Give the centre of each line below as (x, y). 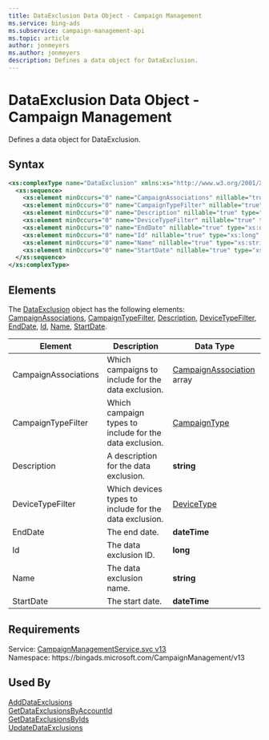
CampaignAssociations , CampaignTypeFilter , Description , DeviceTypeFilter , (132, 317)
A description (132, 455)
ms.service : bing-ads (44, 23)
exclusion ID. (131, 555)
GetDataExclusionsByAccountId (60, 710)
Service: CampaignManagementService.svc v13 (87, 649)
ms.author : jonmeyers (44, 53)
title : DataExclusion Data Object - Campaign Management (105, 16)
